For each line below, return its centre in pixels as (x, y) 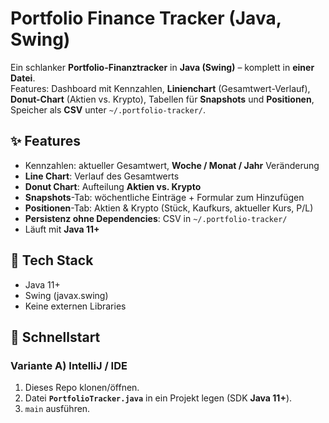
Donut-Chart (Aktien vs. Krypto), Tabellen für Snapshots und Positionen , (162, 99)
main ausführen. (57, 409)
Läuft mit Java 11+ (62, 229)
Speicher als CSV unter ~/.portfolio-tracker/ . (108, 109)
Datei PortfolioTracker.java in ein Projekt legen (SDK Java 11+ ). (158, 398)
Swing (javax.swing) (66, 295)
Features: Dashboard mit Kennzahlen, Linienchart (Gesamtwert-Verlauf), (160, 88)
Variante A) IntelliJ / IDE (69, 365)
